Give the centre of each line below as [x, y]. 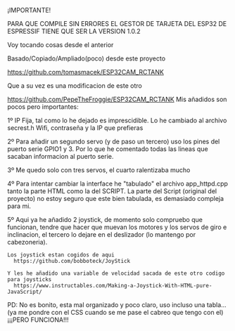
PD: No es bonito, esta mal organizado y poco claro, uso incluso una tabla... [117, 305]
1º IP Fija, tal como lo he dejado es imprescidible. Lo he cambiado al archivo [117, 120]
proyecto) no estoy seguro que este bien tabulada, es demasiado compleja [115, 199]
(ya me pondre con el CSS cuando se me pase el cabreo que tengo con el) [115, 312]
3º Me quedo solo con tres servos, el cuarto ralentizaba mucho [99, 170]
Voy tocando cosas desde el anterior [61, 45]
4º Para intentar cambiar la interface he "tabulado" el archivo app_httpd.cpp [118, 183]
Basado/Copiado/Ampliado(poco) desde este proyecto [87, 58]
